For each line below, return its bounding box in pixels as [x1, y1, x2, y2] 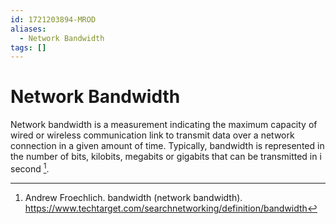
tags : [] [10, 42, 47, 53]
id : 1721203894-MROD [10, 14, 97, 25]
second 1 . [10, 161, 50, 175]
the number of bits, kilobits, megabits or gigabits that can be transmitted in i [10, 151, 322, 163]
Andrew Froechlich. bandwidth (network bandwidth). [24, 191, 243, 203]
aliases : [10, 24, 47, 34]
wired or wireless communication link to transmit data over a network [10, 129, 295, 141]
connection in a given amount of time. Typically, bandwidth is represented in [10, 140, 325, 152]
